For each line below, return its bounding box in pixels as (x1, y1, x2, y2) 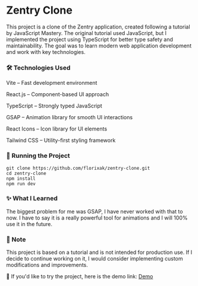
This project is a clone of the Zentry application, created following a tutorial (6, 23, 190, 30)
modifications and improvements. (6, 262, 88, 269)
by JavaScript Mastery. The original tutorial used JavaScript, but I (6, 29, 166, 36)
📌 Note (6, 235, 26, 243)
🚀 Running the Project (6, 152, 70, 160)
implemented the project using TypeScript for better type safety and (6, 36, 174, 43)
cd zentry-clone (6, 170, 46, 176)
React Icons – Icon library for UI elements (6, 125, 108, 132)
